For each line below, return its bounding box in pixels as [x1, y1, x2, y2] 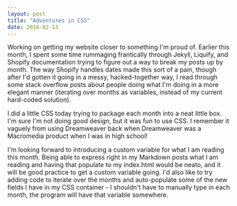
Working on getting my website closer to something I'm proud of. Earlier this [7, 43, 230, 52]
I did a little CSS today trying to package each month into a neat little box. [7, 109, 222, 118]
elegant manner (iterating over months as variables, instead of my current [7, 88, 223, 96]
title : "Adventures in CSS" [7, 17, 91, 24]
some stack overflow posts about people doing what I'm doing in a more [7, 81, 219, 89]
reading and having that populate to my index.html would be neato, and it [7, 161, 221, 169]
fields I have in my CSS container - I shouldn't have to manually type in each [7, 183, 231, 192]
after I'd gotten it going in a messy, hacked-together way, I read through [7, 73, 218, 81]
